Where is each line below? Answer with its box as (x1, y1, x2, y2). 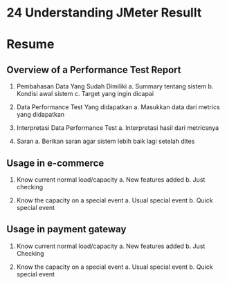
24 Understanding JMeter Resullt (6, 5, 202, 21)
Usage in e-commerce (6, 157, 105, 169)
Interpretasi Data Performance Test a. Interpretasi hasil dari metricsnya (16, 124, 219, 132)
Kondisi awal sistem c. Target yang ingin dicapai (16, 90, 154, 98)
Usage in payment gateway (6, 223, 127, 236)
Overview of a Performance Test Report (6, 64, 181, 75)
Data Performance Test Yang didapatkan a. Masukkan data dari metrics (16, 103, 221, 111)
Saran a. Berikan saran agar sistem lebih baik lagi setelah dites (16, 137, 195, 146)
